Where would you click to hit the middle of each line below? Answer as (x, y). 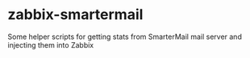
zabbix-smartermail (75, 15)
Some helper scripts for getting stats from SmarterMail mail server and (125, 37)
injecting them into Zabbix (51, 44)
